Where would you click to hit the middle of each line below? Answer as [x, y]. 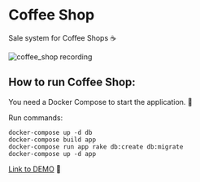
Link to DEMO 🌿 [35, 169]
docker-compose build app [52, 140]
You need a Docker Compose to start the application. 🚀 [100, 102]
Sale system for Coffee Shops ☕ [62, 37]
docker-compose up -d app [52, 154]
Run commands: [36, 117]
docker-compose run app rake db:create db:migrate [96, 147]
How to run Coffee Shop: [72, 82]
